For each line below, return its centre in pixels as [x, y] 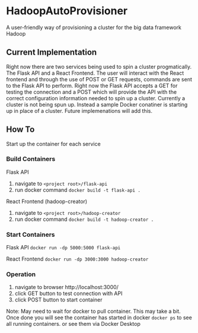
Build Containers [31, 159]
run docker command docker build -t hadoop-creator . [84, 219]
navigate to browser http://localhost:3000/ [66, 287]
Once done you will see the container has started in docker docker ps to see [99, 318]
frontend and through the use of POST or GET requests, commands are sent [99, 79]
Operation [21, 274]
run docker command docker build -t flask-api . [78, 190]
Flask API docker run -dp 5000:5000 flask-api [63, 248]
